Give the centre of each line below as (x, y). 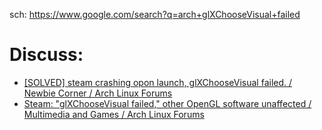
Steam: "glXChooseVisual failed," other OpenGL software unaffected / (167, 103)
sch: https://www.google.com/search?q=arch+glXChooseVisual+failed (155, 14)
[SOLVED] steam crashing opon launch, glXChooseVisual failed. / (158, 82)
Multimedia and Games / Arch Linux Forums (114, 114)
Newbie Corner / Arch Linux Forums (98, 93)
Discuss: (46, 55)
